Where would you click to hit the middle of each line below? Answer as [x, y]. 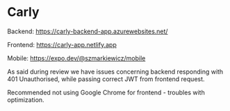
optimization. [26, 100]
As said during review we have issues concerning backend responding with [115, 71]
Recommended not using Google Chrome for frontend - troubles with [106, 92]
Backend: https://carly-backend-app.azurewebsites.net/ [88, 31]
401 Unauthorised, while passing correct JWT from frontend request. [106, 79]
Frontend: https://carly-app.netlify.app [62, 44]
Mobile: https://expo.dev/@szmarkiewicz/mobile [76, 58]
